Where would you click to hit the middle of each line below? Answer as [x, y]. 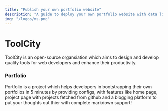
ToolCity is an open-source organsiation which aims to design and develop [82, 57]
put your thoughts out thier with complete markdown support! [69, 102]
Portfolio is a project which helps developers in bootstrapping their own [79, 87]
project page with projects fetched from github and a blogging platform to [81, 97]
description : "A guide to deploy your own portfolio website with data [81, 14]
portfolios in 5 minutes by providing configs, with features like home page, [81, 92]
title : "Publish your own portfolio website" [53, 10]
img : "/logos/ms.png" [28, 19]
